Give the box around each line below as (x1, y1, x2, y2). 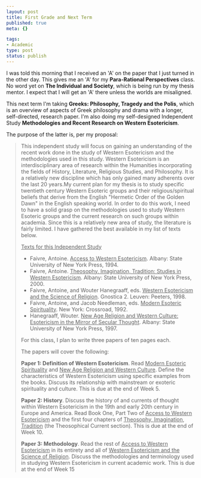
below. (20, 231, 38, 238)
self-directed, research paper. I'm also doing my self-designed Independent (6, 113, 193, 120)
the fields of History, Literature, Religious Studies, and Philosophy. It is (20, 168, 194, 175)
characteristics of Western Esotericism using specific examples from (20, 372, 191, 379)
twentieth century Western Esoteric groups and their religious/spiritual (20, 187, 194, 194)
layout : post (6, 8, 39, 15)
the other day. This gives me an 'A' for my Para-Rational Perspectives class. (6, 75, 195, 83)
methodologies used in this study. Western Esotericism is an (20, 155, 169, 162)
